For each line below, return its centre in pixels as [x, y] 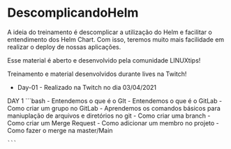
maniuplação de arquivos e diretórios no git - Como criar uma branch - [109, 116]
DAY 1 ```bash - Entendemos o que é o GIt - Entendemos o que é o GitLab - [114, 101]
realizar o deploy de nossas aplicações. [64, 47]
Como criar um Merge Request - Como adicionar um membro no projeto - [113, 123]
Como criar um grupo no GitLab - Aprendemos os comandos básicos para [114, 108]
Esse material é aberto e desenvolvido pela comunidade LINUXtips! [104, 60]
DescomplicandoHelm [73, 13]
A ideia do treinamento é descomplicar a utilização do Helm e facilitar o [110, 32]
